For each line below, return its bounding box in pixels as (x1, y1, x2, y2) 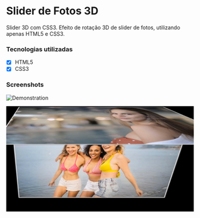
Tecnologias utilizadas (6, 45, 73, 53)
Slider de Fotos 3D (6, 4, 99, 18)
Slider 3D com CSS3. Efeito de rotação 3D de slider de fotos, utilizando (6, 24, 180, 31)
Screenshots (6, 80, 44, 89)
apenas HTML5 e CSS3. (6, 30, 65, 37)
